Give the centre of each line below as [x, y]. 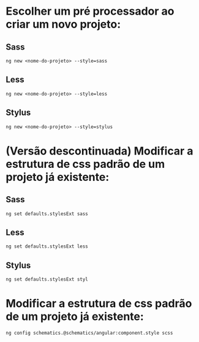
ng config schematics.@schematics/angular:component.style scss [89, 333]
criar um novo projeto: [63, 24]
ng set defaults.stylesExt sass [47, 214]
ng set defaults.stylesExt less [47, 246]
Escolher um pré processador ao [90, 11]
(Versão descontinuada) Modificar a [99, 151]
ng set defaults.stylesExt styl [47, 279]
